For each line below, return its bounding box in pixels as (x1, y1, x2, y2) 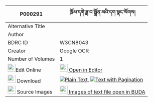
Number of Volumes (8, 55, 55, 62)
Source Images (17, 88, 53, 95)
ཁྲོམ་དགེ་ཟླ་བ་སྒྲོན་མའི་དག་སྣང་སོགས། (69, 9, 135, 16)
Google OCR (59, 47, 89, 54)
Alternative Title (8, 23, 45, 30)
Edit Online (16, 66, 42, 73)
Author (8, 31, 24, 38)
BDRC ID (8, 39, 29, 46)
